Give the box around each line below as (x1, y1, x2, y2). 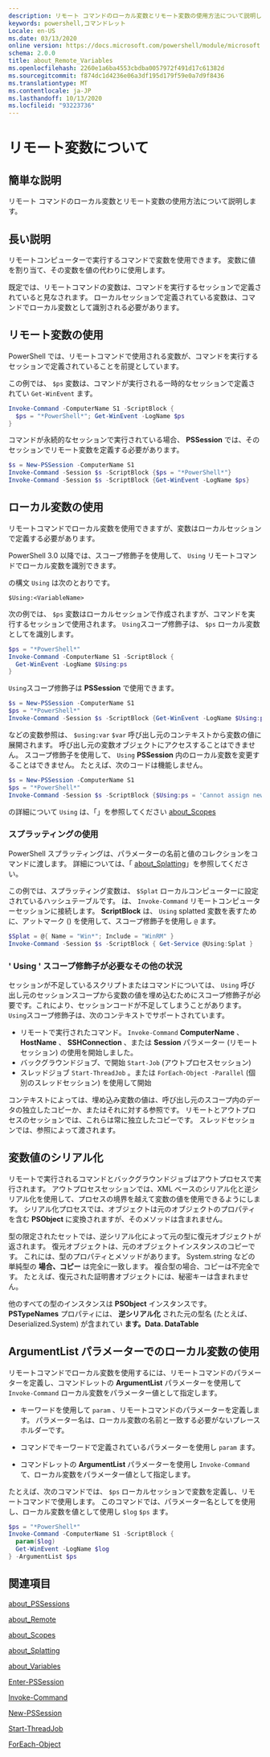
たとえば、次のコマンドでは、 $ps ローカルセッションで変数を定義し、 (8, 1486, 242, 1496)
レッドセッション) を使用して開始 (41, 1077, 152, 1088)
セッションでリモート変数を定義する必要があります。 (8, 445, 184, 455)
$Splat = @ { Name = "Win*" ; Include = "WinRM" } (8, 932, 174, 940)
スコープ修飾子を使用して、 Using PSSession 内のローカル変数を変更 (23, 750, 253, 760)
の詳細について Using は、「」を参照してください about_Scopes (8, 806, 216, 816)
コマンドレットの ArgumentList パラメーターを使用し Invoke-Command (19, 1459, 251, 1469)
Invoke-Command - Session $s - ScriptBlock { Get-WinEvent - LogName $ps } (8, 476, 250, 484)
